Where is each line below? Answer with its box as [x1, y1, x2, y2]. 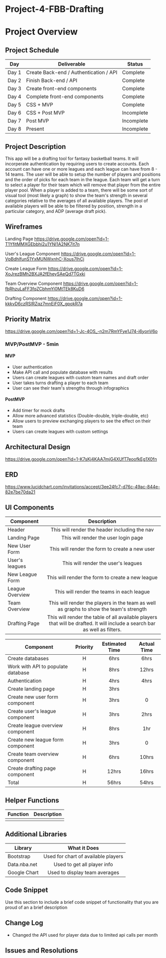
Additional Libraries [5, 830, 67, 838]
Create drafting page [7, 765, 56, 772]
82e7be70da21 [5, 489, 36, 495]
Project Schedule [5, 46, 59, 54]
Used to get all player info [53, 861, 113, 868]
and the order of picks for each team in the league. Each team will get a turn [5, 177, 160, 182]
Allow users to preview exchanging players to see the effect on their [12, 418, 151, 424]
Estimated [102, 640, 126, 647]
